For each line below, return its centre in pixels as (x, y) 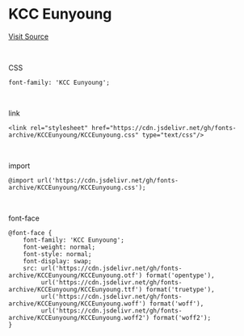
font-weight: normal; (59, 247)
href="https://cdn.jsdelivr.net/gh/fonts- (164, 128)
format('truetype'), (181, 289)
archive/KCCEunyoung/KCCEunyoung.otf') (76, 275)
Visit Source (29, 36)
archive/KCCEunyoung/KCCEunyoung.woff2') (79, 317)
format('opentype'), (181, 275)
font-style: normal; (57, 254)
